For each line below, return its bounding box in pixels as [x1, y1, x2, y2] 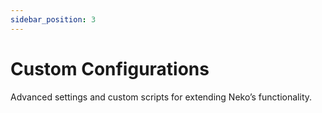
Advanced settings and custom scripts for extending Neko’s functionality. [10, 91, 313, 103]
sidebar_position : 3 [10, 14, 97, 25]
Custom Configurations [10, 57, 210, 80]
